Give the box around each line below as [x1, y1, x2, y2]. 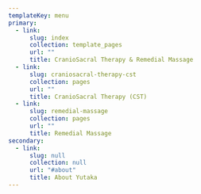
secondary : [8, 136, 44, 145]
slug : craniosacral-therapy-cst [29, 70, 137, 78]
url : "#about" [29, 166, 77, 174]
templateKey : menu [8, 11, 69, 20]
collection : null [29, 159, 87, 167]
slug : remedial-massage [29, 108, 109, 116]
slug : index [29, 33, 69, 42]
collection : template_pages [29, 41, 123, 49]
